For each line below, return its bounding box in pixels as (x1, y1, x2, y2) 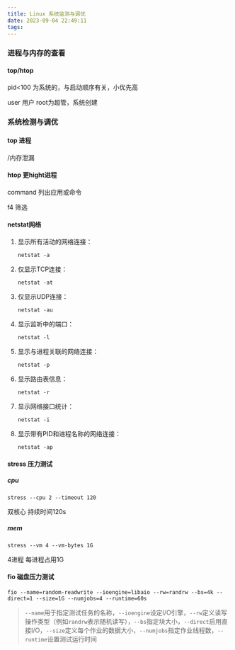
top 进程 (7, 136, 32, 145)
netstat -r (17, 389, 50, 397)
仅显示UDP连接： (17, 292, 69, 301)
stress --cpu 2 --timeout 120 (7, 494, 97, 501)
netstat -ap (17, 444, 53, 451)
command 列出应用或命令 (7, 188, 82, 196)
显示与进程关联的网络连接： (17, 348, 99, 356)
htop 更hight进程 (7, 171, 57, 179)
